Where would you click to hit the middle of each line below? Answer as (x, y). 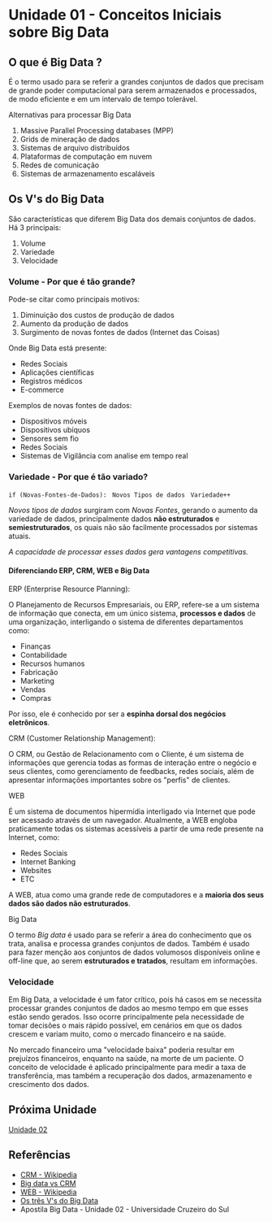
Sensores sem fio (50, 439)
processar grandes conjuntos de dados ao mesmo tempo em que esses (129, 1008)
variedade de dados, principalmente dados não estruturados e (114, 519)
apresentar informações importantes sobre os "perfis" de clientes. (119, 780)
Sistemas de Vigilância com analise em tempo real (104, 456)
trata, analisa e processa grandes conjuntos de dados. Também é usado (129, 943)
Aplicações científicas (57, 372)
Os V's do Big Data (56, 200)
